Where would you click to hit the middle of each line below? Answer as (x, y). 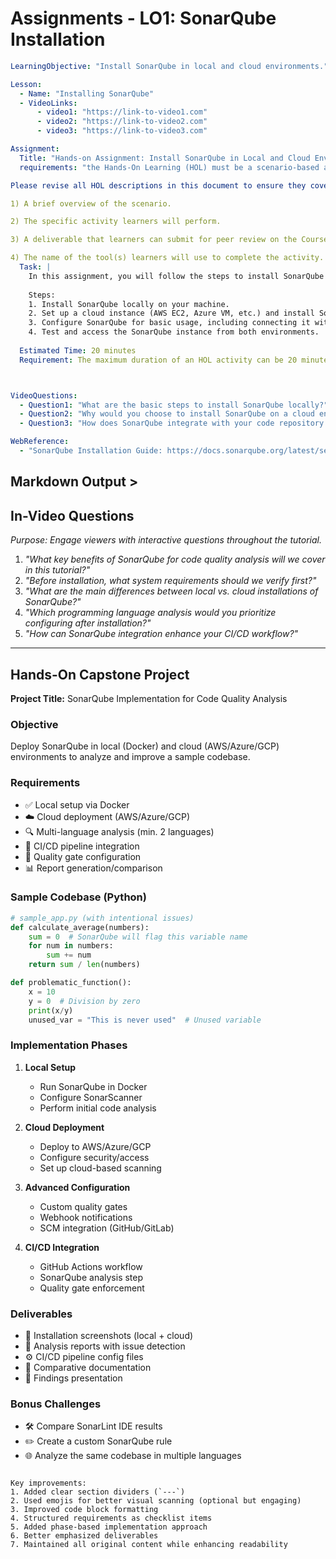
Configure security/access (94, 1157)
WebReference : (40, 442)
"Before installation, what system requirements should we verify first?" (170, 581)
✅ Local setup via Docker (77, 804)
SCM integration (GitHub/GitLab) (107, 1228)
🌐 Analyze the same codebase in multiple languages (133, 1456)
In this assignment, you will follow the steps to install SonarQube (176, 276)
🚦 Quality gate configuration (83, 856)
